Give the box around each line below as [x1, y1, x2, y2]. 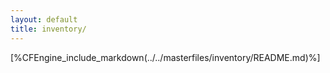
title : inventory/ [10, 24, 87, 34]
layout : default [10, 14, 78, 25]
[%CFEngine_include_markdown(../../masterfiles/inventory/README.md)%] [10, 51, 321, 63]
